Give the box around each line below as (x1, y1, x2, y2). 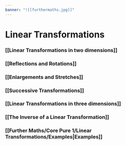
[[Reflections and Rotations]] (5, 60, 77, 67)
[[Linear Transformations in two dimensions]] (5, 46, 118, 53)
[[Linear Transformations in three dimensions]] (5, 100, 121, 107)
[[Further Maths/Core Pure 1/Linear (5, 127, 92, 134)
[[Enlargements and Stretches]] (5, 73, 83, 80)
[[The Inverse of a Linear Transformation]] (5, 113, 110, 120)
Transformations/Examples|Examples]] (5, 133, 103, 140)
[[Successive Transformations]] (5, 87, 84, 94)
